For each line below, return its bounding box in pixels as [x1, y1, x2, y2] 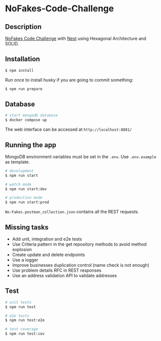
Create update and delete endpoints [12, 252, 85, 257]
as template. [5, 159, 30, 165]
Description [5, 23, 42, 31]
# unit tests [5, 300, 32, 305]
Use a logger [12, 257, 38, 263]
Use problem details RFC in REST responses [12, 267, 102, 273]
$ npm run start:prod [5, 200, 49, 205]
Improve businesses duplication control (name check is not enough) [12, 262, 149, 268]
